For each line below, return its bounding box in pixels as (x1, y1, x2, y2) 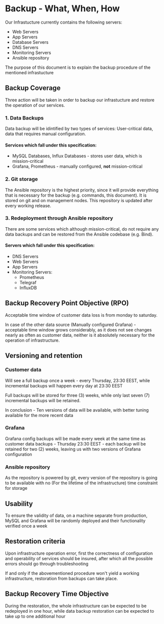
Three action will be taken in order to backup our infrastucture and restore (5, 97, 155, 103)
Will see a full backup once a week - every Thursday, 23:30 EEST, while (5, 377, 150, 384)
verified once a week (5, 523, 47, 529)
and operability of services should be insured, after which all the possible (5, 555, 153, 561)
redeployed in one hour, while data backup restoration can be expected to (5, 608, 154, 614)
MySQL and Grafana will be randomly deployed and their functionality (5, 517, 146, 524)
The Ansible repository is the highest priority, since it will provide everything (5, 187, 159, 193)
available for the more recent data (5, 412, 73, 418)
